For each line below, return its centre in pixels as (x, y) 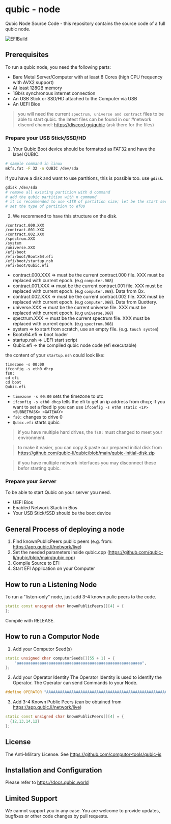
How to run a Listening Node (51, 584)
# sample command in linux (34, 164)
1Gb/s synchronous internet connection (54, 93)
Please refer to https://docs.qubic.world (47, 782)
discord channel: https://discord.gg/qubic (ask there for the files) (86, 125)
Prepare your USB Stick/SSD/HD (46, 138)
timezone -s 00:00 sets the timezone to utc (58, 396)
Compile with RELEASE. (30, 620)
